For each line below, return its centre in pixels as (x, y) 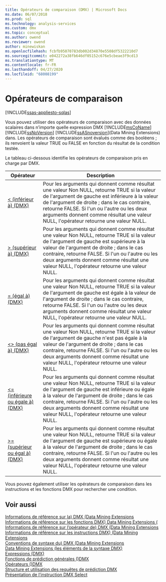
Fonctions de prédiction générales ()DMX (47, 559)
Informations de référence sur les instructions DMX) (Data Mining (72, 532)
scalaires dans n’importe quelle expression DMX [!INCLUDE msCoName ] (78, 127)
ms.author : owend (23, 38)
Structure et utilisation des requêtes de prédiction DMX (61, 569)
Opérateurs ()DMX (24, 564)
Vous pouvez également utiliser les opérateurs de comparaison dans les (79, 484)
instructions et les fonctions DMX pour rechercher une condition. (71, 489)
